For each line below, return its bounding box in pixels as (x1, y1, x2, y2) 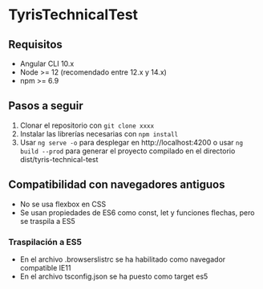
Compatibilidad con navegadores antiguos (8, 178, 225, 192)
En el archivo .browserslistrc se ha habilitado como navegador (19, 254, 226, 264)
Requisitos (8, 38, 63, 51)
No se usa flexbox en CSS (19, 199, 107, 209)
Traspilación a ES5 (8, 236, 83, 247)
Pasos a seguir (8, 99, 83, 113)
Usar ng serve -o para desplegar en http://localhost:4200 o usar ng (19, 137, 243, 147)
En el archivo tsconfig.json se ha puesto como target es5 (19, 271, 208, 281)
